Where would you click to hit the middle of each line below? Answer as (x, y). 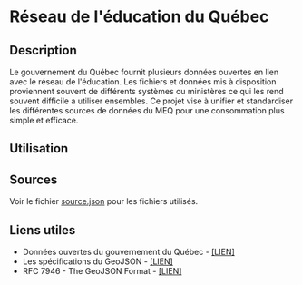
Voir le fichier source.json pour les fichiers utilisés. (104, 201)
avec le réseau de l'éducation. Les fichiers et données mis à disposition (143, 82)
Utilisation (39, 148)
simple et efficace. (44, 120)
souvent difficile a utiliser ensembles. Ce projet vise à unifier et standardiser (151, 101)
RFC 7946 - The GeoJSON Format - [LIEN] (102, 271)
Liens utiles (43, 230)
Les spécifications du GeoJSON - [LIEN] (98, 261)
